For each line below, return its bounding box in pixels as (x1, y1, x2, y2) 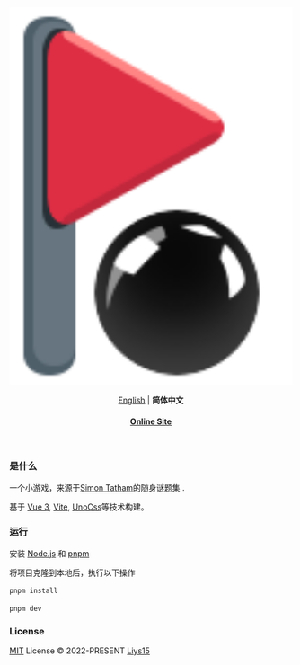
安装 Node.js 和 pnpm (9, 547, 90, 559)
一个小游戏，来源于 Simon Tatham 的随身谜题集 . (9, 482, 186, 492)
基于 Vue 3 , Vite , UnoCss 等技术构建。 (9, 501, 150, 512)
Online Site (129, 416, 172, 427)
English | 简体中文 (118, 395, 184, 405)
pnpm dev (9, 604, 42, 613)
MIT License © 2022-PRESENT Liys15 (9, 645, 151, 656)
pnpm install (9, 586, 58, 595)
